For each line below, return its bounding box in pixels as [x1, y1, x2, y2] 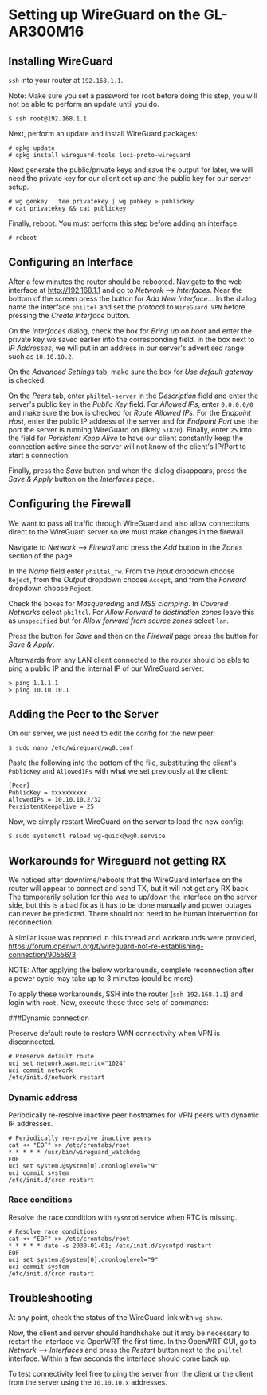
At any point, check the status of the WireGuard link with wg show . [8, 1312, 223, 1322]
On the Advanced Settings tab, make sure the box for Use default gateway [8, 367, 253, 376]
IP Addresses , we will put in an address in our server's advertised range [8, 343, 245, 353]
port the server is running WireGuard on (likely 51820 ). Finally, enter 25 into [8, 424, 253, 434]
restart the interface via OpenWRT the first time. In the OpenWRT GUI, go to [8, 1336, 257, 1346]
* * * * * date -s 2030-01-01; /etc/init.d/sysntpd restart [8, 1242, 213, 1250]
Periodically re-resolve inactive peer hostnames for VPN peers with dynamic [8, 1110, 260, 1120]
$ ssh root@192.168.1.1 [8, 115, 88, 123]
